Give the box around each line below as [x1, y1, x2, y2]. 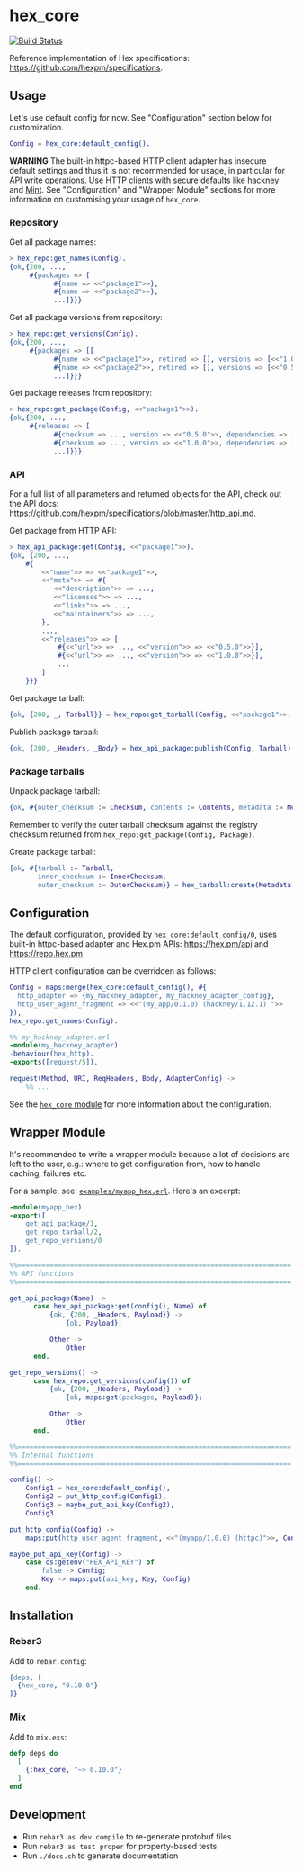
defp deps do [9, 1749, 58, 1758]
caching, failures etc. [9, 1167, 87, 1179]
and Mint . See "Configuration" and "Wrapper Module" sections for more [9, 184, 276, 194]
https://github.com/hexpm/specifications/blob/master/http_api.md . [9, 508, 256, 518]
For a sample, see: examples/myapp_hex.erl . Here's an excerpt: [9, 1185, 241, 1196]
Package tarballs [9, 765, 84, 778]
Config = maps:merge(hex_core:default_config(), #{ [9, 983, 207, 993]
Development [9, 1807, 87, 1822]
